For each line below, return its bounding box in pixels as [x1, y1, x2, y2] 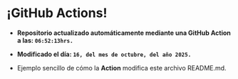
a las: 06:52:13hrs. [16, 36, 73, 44]
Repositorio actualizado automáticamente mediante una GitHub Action [16, 28, 231, 37]
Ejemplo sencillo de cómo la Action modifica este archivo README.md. [16, 63, 227, 72]
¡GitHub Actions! [6, 5, 108, 21]
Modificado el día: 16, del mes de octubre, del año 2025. [16, 50, 192, 58]
